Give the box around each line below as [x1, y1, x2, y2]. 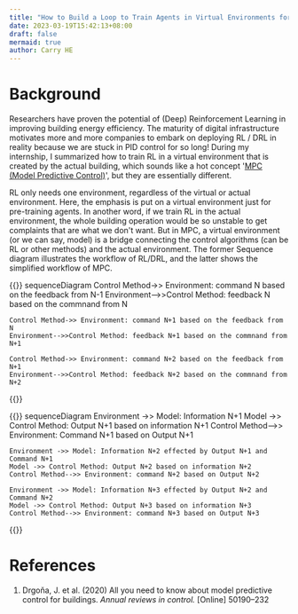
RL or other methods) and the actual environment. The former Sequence [9, 244, 274, 255]
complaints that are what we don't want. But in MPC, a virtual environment [9, 225, 281, 236]
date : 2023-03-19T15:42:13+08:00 [9, 21, 133, 30]
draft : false [9, 29, 58, 38]
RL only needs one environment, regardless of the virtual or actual [9, 187, 251, 198]
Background [9, 84, 101, 105]
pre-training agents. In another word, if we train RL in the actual [9, 206, 241, 217]
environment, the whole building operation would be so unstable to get [9, 216, 268, 226]
